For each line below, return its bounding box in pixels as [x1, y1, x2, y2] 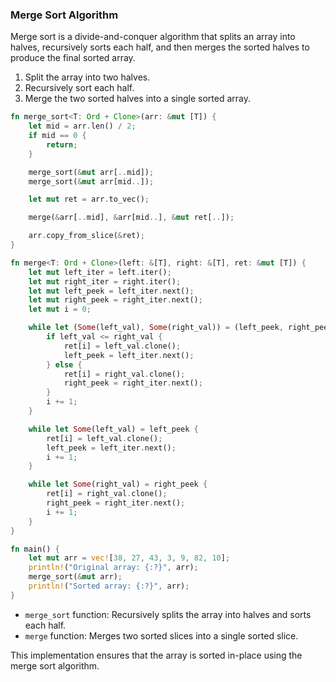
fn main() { [10, 544, 60, 554]
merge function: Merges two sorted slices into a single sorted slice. [24, 629, 299, 642]
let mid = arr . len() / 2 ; [28, 121, 137, 132]
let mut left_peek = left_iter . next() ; [28, 286, 195, 296]
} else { [46, 359, 83, 370]
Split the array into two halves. [24, 71, 151, 83]
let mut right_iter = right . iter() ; [28, 276, 182, 287]
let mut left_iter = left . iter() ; [28, 267, 172, 277]
